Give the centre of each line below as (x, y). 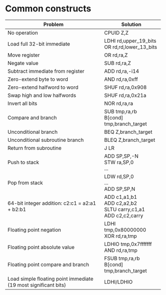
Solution (131, 24)
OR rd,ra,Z (116, 55)
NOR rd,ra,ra (119, 103)
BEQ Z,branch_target (128, 132)
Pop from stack (25, 182)
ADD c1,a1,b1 (121, 197)
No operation (23, 33)
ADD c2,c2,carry (124, 215)
